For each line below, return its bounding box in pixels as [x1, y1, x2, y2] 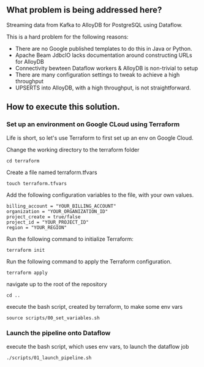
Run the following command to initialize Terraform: [6, 235, 134, 243]
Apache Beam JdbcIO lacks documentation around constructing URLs [15, 51, 192, 59]
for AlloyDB [15, 58, 44, 65]
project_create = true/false [6, 214, 81, 220]
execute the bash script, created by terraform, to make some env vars [6, 303, 183, 310]
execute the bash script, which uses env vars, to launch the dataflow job [6, 342, 189, 350]
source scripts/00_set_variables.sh [6, 315, 100, 321]
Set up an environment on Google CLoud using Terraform [6, 120, 180, 129]
